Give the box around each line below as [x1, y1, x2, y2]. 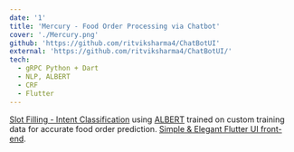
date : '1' [9, 13, 47, 23]
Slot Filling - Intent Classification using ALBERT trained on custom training [9, 114, 285, 125]
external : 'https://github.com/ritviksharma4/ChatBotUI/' [9, 47, 232, 56]
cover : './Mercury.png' [9, 30, 100, 39]
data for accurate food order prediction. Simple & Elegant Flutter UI [9, 123, 260, 134]
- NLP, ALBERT [17, 72, 71, 81]
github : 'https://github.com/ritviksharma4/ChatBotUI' [9, 38, 221, 48]
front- [261, 123, 282, 134]
